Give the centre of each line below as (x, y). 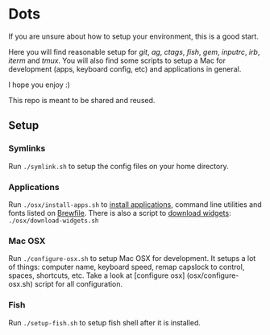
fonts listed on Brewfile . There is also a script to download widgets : (120, 213)
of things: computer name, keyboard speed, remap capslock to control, (127, 267)
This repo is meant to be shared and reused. (82, 100)
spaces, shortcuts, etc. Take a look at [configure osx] (97, 275)
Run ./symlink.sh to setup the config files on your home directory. (119, 166)
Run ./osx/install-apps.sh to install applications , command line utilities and (135, 204)
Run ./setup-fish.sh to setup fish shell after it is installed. (105, 322)
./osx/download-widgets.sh (54, 221)
